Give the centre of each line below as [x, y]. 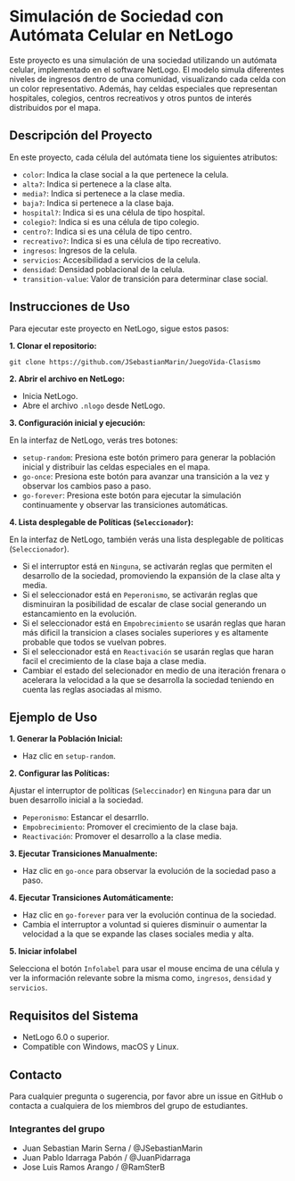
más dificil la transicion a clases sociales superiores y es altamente [145, 632]
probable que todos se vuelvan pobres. [94, 642]
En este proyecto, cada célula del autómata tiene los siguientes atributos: [143, 157]
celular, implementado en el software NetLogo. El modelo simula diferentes [147, 70]
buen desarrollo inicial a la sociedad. [77, 800]
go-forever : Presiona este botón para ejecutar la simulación [132, 495]
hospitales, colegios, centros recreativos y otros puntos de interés [131, 98]
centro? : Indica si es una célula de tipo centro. [107, 231]
